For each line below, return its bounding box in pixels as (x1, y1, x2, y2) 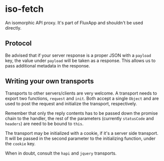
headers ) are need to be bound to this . (5, 121, 84, 127)
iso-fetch (5, 3, 44, 15)
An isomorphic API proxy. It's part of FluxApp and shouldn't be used (5, 20, 143, 26)
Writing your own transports (5, 77, 94, 86)
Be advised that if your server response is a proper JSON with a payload (5, 52, 151, 58)
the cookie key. (5, 140, 36, 146)
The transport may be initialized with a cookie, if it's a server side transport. (5, 130, 159, 136)
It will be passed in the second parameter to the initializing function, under (5, 135, 156, 141)
